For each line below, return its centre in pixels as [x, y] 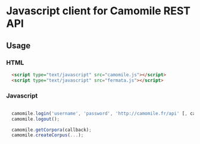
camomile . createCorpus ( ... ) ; [48, 135]
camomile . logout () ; [36, 119]
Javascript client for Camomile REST [99, 11]
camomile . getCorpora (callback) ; [52, 130]
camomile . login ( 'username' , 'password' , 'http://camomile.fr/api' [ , [99, 113]
